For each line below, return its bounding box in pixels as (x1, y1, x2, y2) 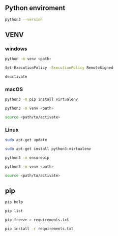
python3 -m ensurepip (5, 155, 50, 160)
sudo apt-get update (5, 138, 48, 143)
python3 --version (5, 17, 43, 22)
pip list (5, 208, 23, 213)
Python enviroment (5, 4, 65, 12)
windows (5, 45, 28, 52)
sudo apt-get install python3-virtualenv (5, 147, 91, 151)
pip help (5, 200, 23, 205)
